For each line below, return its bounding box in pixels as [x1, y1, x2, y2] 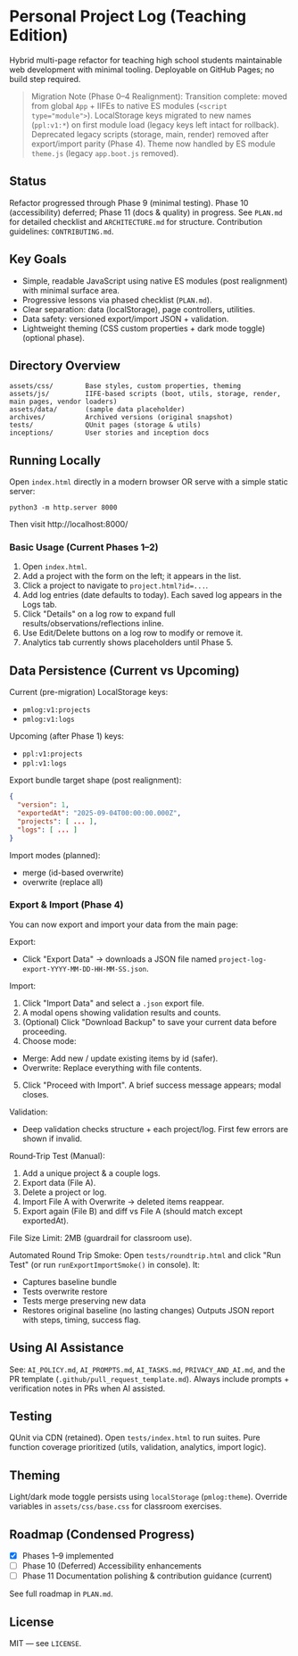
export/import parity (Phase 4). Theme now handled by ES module [30, 138, 277, 149]
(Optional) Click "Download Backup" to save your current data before [21, 1016, 277, 1027]
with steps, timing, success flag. [21, 1314, 141, 1325]
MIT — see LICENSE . [9, 1638, 82, 1649]
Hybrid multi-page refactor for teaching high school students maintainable [9, 54, 283, 65]
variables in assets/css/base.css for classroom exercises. [9, 1501, 222, 1511]
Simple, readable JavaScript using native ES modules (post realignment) [21, 275, 288, 286]
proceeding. [21, 1026, 67, 1037]
